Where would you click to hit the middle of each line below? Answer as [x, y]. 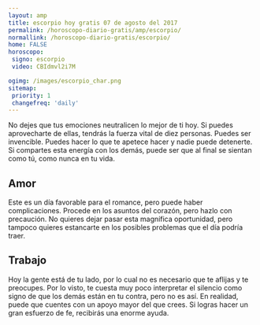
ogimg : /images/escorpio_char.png [65, 81]
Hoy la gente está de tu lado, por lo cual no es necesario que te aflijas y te [128, 279]
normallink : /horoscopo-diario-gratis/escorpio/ [89, 37]
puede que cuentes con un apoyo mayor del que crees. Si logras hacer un [128, 305]
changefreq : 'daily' [45, 103]
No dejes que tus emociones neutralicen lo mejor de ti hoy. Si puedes [121, 125]
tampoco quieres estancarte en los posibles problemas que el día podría [126, 227]
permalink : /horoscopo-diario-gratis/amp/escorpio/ [95, 30]
